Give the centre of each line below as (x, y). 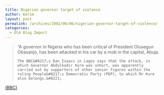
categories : (17, 28)
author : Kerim (20, 14)
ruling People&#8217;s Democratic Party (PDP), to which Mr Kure (86, 74)
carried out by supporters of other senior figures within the (84, 70)
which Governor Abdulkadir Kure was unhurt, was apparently (80, 65)
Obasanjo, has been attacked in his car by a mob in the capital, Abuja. (88, 52)
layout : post (19, 19)
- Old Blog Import (29, 33)
